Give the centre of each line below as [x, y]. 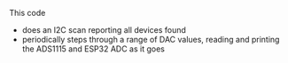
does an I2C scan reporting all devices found [104, 30]
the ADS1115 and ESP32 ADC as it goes [93, 49]
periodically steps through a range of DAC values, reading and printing [151, 39]
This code [27, 13]
